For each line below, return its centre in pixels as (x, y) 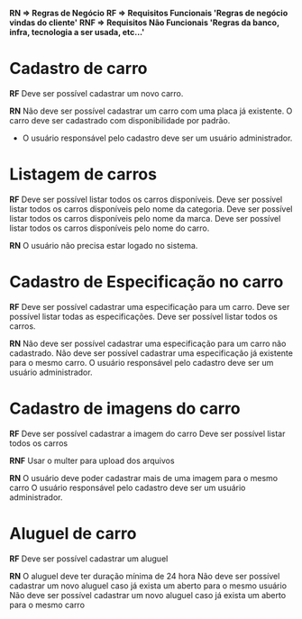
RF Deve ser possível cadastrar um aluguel (89, 559)
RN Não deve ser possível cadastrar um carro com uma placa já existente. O (151, 111)
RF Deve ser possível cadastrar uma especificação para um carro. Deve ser (150, 306)
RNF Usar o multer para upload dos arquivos (92, 460)
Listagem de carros (83, 174)
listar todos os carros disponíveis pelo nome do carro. (110, 228)
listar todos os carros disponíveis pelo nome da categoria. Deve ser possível (151, 209)
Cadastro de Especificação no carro (146, 282)
